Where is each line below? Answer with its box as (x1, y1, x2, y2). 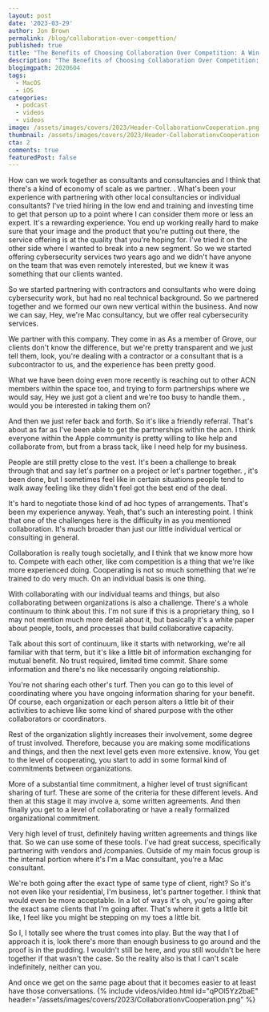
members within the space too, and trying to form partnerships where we (8, 384, 250, 394)
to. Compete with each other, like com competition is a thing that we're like (8, 557, 255, 566)
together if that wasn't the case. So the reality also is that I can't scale (8, 953, 239, 963)
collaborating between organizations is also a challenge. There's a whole (8, 598, 249, 608)
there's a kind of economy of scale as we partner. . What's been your (8, 184, 236, 193)
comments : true (8, 146, 59, 154)
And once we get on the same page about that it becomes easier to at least (8, 978, 256, 987)
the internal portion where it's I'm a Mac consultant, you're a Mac (8, 855, 224, 864)
